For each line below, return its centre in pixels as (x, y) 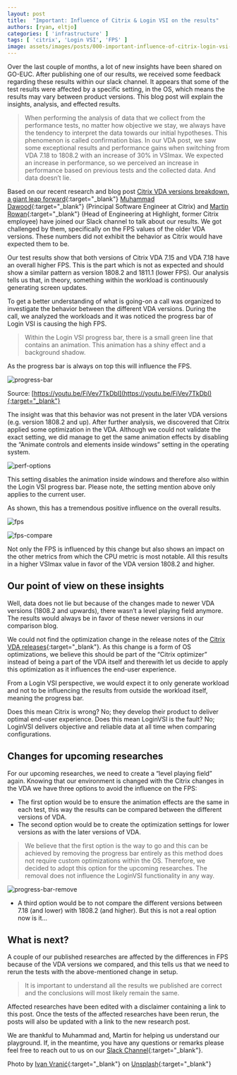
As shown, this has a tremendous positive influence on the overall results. (114, 508)
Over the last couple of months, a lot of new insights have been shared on (115, 67)
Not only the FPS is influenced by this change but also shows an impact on (116, 549)
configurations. (29, 734)
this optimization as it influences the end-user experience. (92, 669)
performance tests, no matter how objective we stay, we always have (125, 125)
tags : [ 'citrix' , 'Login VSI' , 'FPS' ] (68, 40)
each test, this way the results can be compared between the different (120, 809)
